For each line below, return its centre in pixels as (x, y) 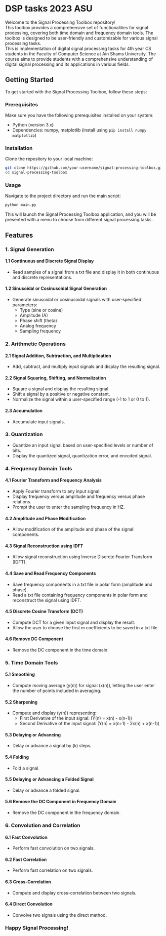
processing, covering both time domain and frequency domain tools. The (79, 33)
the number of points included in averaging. (57, 691)
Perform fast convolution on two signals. (53, 848)
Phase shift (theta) (39, 320)
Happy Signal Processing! (37, 928)
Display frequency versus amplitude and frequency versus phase (79, 496)
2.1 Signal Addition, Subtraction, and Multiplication (58, 356)
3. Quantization (24, 434)
